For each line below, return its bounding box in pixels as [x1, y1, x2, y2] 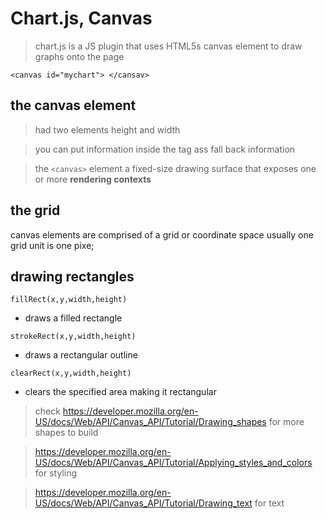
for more [268, 416, 305, 428]
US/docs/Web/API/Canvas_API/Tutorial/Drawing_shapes [34, 416, 267, 428]
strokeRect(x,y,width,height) [10, 332, 137, 342]
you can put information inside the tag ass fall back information [34, 143, 296, 155]
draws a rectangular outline [24, 349, 138, 361]
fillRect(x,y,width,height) [10, 295, 128, 305]
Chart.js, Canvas [10, 7, 153, 30]
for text [254, 497, 285, 509]
